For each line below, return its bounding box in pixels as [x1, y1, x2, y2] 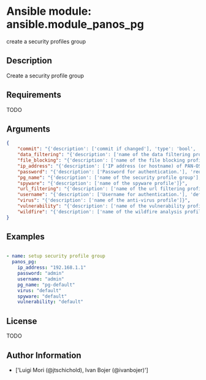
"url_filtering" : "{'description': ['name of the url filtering [17, 186, 185, 192]
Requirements [6, 90, 61, 100]
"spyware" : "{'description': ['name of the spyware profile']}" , [17, 180, 188, 186]
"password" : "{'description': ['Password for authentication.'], [17, 168, 188, 175]
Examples [6, 232, 45, 242]
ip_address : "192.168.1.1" [17, 264, 86, 271]
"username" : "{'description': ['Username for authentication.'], [17, 192, 188, 198]
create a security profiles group [6, 38, 86, 45]
